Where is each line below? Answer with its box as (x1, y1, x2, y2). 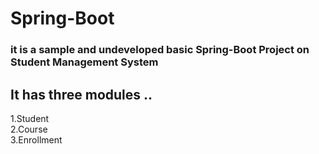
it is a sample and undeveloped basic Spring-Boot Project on (10, 43, 310, 57)
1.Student (10, 112, 50, 124)
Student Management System (10, 55, 159, 69)
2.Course (10, 123, 48, 135)
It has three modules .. (10, 86, 153, 103)
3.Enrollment (10, 133, 63, 146)
